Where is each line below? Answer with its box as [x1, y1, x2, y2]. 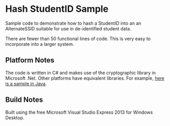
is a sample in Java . [5, 80, 47, 86]
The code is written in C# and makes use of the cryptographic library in [5, 69, 156, 76]
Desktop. [5, 114, 25, 121]
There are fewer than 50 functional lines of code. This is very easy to [5, 35, 151, 42]
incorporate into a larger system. [5, 41, 74, 47]
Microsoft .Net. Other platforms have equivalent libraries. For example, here [5, 75, 165, 81]
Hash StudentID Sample [5, 3, 109, 15]
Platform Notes [5, 56, 55, 65]
